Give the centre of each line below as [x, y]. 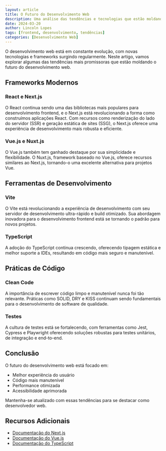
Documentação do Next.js [39, 433]
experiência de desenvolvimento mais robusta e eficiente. [64, 129]
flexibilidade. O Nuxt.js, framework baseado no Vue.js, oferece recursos [79, 157]
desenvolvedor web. [26, 406]
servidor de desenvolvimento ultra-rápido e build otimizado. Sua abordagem [83, 214]
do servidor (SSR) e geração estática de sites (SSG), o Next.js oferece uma [82, 123]
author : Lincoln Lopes [28, 28]
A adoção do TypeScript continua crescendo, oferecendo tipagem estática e [83, 247]
